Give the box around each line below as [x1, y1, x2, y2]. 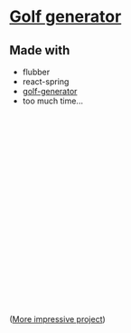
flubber [22, 66, 51, 77]
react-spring [22, 76, 70, 87]
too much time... [22, 95, 84, 106]
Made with [9, 43, 70, 58]
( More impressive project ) [9, 314, 106, 324]
